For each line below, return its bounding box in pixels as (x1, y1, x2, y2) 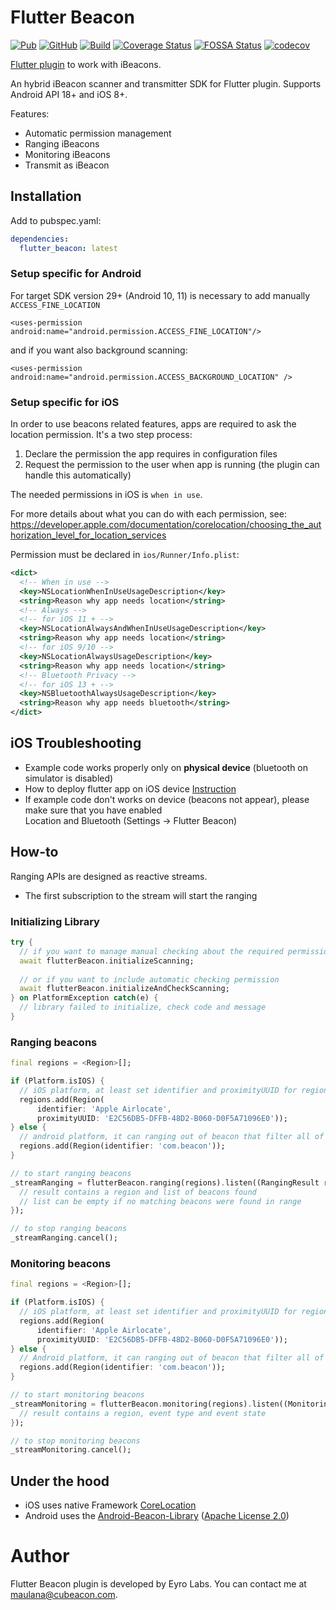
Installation (10, 188, 82, 205)
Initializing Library (10, 914, 100, 928)
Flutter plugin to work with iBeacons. (10, 58, 162, 70)
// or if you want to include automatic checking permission (19, 974, 280, 985)
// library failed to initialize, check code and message (19, 1002, 267, 1013)
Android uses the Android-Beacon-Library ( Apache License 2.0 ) (24, 1510, 290, 1522)
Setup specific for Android (10, 267, 142, 281)
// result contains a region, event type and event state (19, 1408, 267, 1418)
